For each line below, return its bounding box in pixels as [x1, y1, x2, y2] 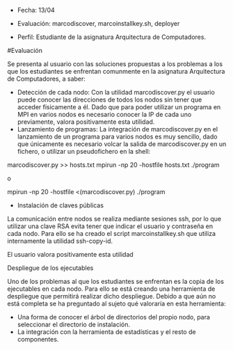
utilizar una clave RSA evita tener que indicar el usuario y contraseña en [7, 222, 214, 230]
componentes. [17, 335, 59, 343]
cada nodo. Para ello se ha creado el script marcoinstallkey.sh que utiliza [7, 230, 216, 237]
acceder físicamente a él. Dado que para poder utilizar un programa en [17, 103, 221, 111]
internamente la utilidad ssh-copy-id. [7, 237, 113, 245]
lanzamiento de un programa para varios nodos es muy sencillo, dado [17, 132, 218, 141]
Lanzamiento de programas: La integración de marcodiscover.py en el [17, 125, 218, 133]
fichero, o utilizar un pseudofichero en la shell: [17, 148, 151, 155]
